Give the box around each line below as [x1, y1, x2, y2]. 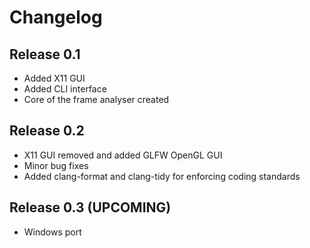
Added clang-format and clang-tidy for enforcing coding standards [23, 170, 301, 182]
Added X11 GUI [23, 72, 86, 84]
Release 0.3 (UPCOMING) [9, 199, 172, 216]
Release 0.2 [9, 122, 85, 140]
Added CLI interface [23, 83, 107, 95]
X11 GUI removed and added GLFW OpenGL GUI [23, 149, 223, 161]
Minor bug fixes [23, 159, 89, 171]
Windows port [23, 226, 82, 238]
